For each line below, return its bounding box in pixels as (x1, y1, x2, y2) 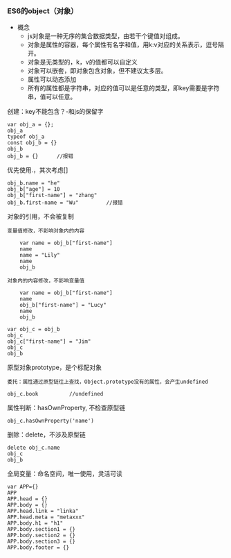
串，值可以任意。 (27, 92, 77, 101)
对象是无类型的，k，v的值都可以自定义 (27, 58, 138, 67)
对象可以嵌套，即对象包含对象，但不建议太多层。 (27, 67, 167, 75)
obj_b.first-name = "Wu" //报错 (7, 199, 123, 206)
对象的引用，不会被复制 (7, 212, 74, 221)
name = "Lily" (19, 252, 60, 259)
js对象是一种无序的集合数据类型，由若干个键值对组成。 (27, 32, 185, 40)
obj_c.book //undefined (7, 391, 104, 398)
